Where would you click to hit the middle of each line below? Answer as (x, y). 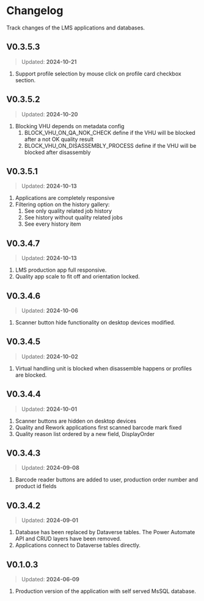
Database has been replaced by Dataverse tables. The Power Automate (105, 532)
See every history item (53, 224)
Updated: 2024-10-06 (49, 311)
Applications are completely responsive (65, 198)
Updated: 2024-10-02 (49, 356)
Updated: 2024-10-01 (49, 409)
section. (25, 80)
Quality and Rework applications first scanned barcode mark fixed (98, 427)
